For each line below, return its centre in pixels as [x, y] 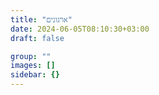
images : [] [33, 66]
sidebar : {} [35, 75]
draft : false [37, 38]
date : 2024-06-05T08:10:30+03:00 [80, 29]
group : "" [31, 56]
